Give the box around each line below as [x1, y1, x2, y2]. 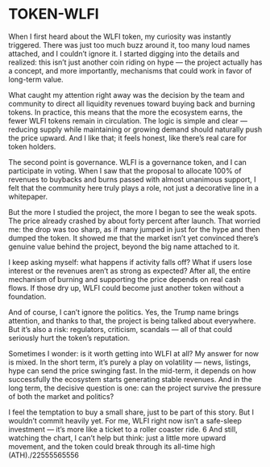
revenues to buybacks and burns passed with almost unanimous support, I [8, 175, 256, 184]
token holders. [8, 141, 56, 151]
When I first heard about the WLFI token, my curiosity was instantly [8, 32, 231, 41]
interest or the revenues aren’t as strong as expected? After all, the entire [8, 266, 251, 276]
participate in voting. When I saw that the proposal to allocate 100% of [8, 166, 242, 175]
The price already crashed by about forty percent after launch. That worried [8, 216, 260, 225]
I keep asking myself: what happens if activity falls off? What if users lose [8, 257, 252, 267]
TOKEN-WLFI [8, 5, 99, 23]
